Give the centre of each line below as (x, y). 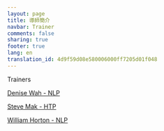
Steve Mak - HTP (32, 106)
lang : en (20, 53)
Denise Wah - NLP (34, 92)
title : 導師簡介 (29, 20)
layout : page (26, 14)
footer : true (26, 46)
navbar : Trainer (31, 27)
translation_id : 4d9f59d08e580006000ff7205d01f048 (82, 60)
